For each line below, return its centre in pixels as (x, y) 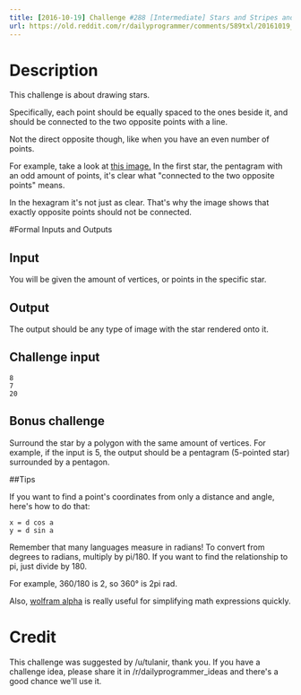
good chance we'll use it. (56, 681)
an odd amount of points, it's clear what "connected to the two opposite (142, 176)
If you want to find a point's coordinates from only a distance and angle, (142, 496)
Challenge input (55, 357)
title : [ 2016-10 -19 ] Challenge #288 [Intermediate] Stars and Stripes (144, 17)
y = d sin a (31, 530)
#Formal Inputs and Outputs (61, 230)
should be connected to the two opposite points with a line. (119, 122)
